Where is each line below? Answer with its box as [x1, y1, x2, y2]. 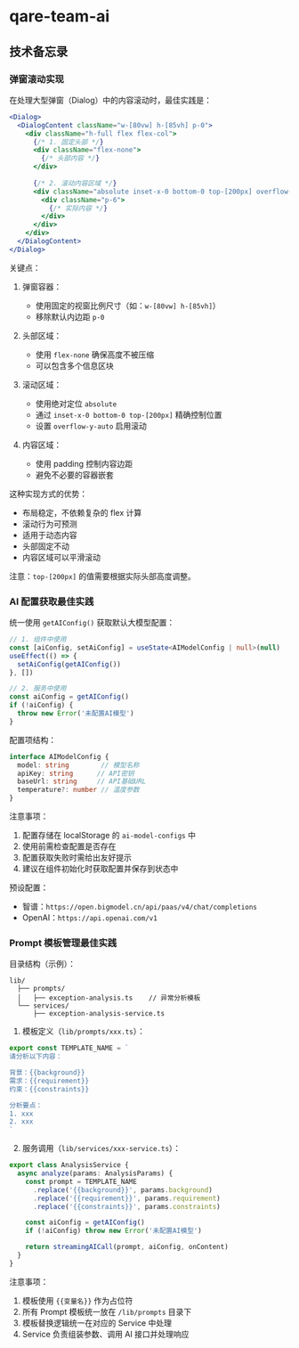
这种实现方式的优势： [9, 488, 87, 499]
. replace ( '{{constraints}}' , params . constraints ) [32, 1202, 221, 1211]
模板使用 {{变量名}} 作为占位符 [21, 1295, 133, 1306]
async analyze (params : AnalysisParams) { [17, 1169, 174, 1178]
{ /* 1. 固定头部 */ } [32, 137, 104, 146]
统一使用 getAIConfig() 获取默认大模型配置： [9, 617, 175, 628]
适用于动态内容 [21, 529, 77, 540]
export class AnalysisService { [9, 1161, 129, 1170]
